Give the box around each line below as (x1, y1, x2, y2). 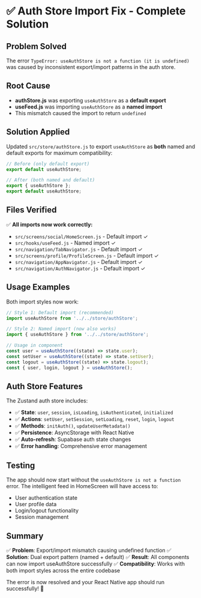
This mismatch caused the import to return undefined (14, 109, 146, 116)
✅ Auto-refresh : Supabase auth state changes (14, 436, 131, 443)
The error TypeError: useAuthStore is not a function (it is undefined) (6, 57, 190, 64)
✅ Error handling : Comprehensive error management (14, 443, 147, 450)
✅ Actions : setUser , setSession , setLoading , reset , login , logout (14, 416, 175, 423)
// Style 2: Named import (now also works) (6, 326, 117, 332)
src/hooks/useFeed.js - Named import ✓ (14, 239, 116, 247)
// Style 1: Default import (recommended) (6, 309, 114, 315)
